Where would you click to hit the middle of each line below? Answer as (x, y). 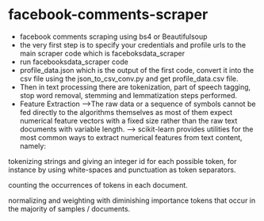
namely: (33, 146)
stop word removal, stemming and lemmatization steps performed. (128, 95)
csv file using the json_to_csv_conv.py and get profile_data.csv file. (129, 78)
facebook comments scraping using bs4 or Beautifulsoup (113, 36)
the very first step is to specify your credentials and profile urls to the (133, 44)
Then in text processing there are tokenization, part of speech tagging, (135, 87)
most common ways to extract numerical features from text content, (131, 137)
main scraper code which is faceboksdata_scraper (102, 53)
